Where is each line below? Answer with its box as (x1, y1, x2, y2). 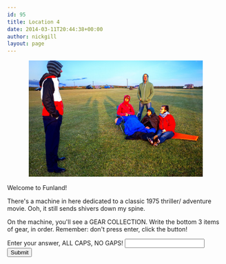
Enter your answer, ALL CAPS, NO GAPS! (7, 238, 124, 247)
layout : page (7, 40, 45, 48)
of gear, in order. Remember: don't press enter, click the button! (7, 225, 188, 233)
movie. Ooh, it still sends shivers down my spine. (7, 204, 146, 212)
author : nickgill (7, 33, 57, 40)
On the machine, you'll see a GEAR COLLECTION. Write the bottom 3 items (7, 218, 220, 226)
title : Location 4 (7, 18, 60, 26)
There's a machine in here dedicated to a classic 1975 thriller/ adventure (7, 197, 212, 205)
